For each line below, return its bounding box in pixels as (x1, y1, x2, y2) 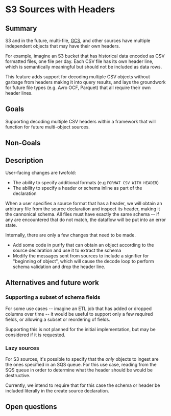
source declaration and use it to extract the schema (12, 247, 121, 254)
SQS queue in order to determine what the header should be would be (5, 367, 153, 373)
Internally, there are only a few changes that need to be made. (5, 232, 136, 238)
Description (5, 156, 43, 165)
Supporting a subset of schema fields (5, 294, 101, 301)
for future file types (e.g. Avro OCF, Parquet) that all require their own (5, 84, 151, 91)
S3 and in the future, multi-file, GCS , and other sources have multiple (5, 37, 151, 43)
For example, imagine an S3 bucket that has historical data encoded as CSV (5, 53, 165, 59)
